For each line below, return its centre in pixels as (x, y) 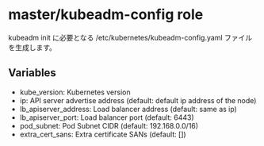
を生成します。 (33, 47)
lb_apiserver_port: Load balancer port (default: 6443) (107, 117)
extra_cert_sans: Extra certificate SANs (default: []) (103, 134)
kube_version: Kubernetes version (75, 92)
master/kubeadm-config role (106, 15)
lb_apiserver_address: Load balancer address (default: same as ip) (128, 109)
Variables (33, 73)
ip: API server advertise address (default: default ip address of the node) (138, 100)
